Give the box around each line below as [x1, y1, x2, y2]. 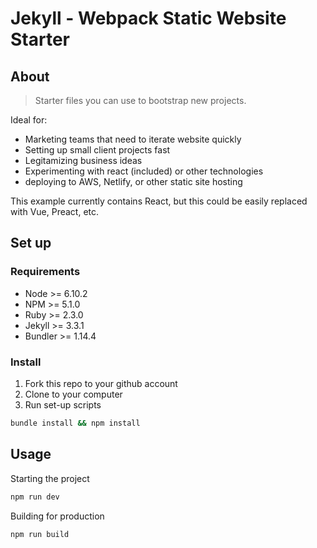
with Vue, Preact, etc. [10, 206, 100, 217]
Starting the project [10, 472, 90, 484]
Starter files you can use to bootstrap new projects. [34, 95, 247, 106]
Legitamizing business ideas [24, 155, 143, 166]
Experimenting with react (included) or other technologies [24, 165, 264, 177]
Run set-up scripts [24, 398, 102, 411]
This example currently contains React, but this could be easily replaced [10, 195, 308, 207]
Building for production [10, 510, 105, 522]
